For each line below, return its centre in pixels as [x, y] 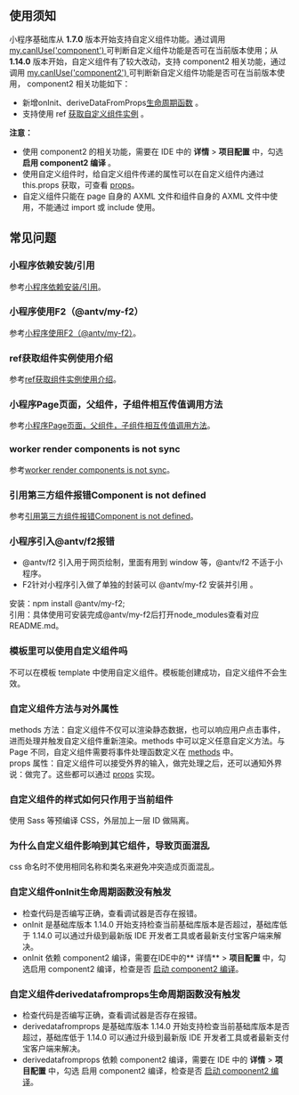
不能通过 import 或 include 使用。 [99, 207]
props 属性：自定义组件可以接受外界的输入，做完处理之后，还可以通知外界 [145, 763]
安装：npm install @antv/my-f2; [67, 604]
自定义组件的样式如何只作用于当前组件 [91, 799]
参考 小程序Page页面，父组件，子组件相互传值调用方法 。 [112, 426]
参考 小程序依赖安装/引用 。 [58, 287]
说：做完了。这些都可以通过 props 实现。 [85, 774]
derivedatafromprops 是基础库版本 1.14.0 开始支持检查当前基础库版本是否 [156, 1026]
